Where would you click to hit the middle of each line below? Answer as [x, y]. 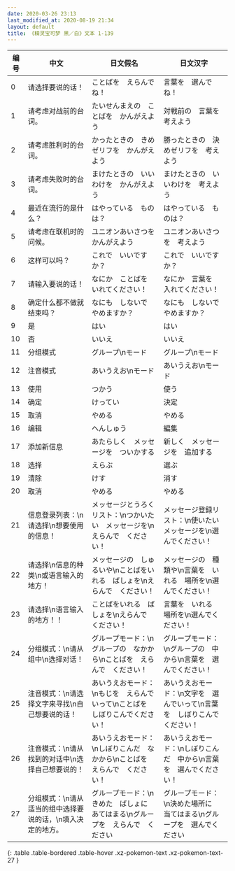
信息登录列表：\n [56, 515]
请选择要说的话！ [56, 87]
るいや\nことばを [120, 570]
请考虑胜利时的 [52, 146]
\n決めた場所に [188, 804]
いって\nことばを [119, 704]
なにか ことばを [120, 279]
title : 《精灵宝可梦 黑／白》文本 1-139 [60, 33]
